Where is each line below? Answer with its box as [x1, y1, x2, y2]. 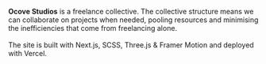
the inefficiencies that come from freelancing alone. [8, 24, 177, 32]
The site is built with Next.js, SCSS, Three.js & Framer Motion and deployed [8, 40, 254, 50]
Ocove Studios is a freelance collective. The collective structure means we [8, 7, 254, 16]
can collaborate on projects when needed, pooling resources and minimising [8, 15, 259, 24]
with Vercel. [8, 49, 48, 58]
